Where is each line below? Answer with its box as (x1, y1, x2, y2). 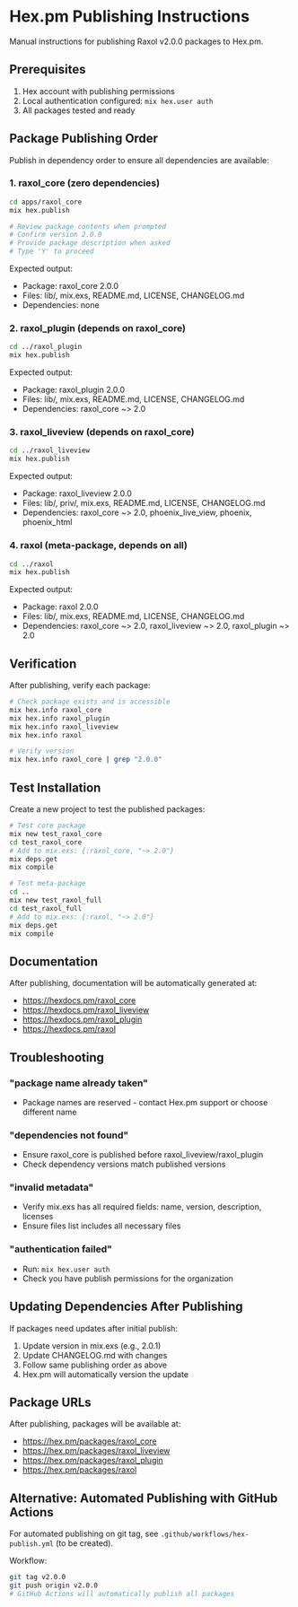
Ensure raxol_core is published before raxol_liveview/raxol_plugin (22, 1149, 264, 1160)
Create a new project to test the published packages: (9, 804, 206, 814)
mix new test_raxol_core (9, 829, 102, 838)
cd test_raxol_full (9, 904, 83, 913)
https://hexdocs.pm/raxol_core (22, 995, 136, 1006)
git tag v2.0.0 (9, 1573, 66, 1582)
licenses (22, 1211, 54, 1222)
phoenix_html (22, 517, 73, 528)
